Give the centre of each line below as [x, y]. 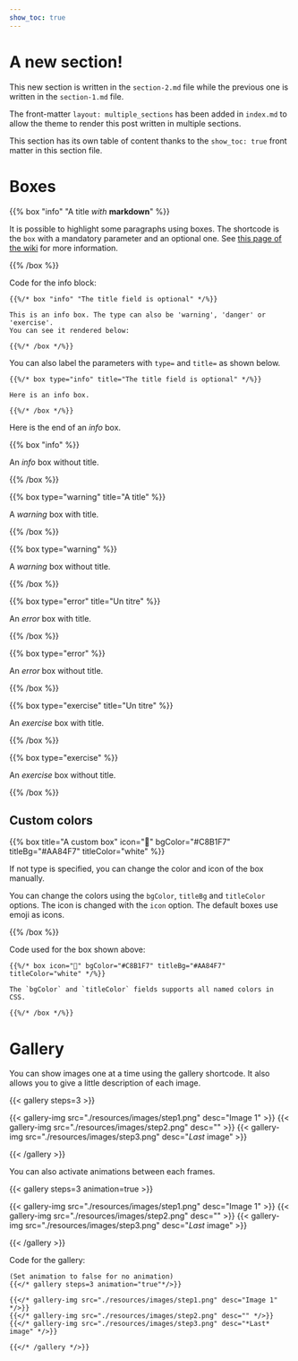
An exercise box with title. [57, 722]
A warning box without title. [60, 566]
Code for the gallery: [47, 1261]
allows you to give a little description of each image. [105, 1083]
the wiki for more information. [64, 248]
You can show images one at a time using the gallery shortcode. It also [140, 1074]
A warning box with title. [54, 514]
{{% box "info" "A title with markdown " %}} [89, 211]
